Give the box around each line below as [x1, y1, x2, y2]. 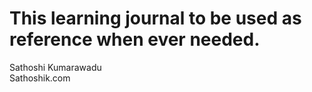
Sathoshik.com [9, 72, 71, 84]
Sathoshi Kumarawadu [9, 61, 102, 73]
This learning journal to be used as [9, 7, 302, 30]
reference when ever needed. [9, 28, 261, 51]
